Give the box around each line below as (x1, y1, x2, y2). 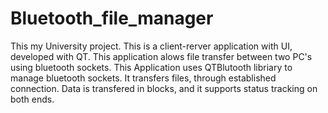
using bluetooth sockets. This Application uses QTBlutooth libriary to (10, 61, 293, 73)
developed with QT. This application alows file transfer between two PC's (10, 50, 313, 62)
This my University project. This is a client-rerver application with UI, (10, 40, 293, 52)
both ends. (10, 93, 55, 105)
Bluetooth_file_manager (10, 7, 214, 30)
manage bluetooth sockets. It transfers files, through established (10, 72, 277, 84)
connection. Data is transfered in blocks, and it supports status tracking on (10, 82, 318, 94)
